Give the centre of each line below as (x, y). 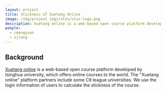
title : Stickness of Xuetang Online (43, 14)
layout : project (22, 10)
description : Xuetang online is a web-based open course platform (75, 23)
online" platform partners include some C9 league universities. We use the (81, 80)
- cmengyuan (22, 33)
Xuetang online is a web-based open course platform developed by (74, 69)
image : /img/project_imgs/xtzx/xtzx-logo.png (53, 19)
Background (24, 57)
